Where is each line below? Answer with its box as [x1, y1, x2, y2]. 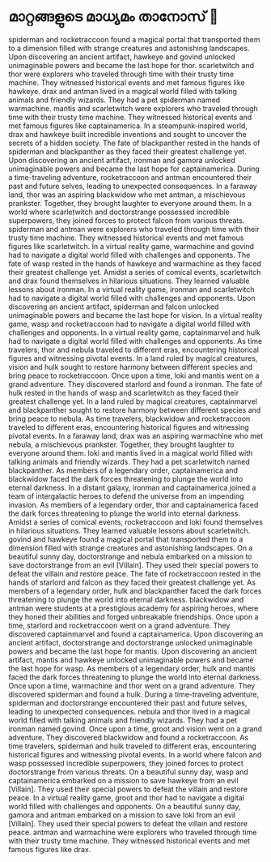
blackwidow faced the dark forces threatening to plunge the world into [8, 474, 243, 483]
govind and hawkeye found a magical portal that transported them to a [8, 534, 243, 544]
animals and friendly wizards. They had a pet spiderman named [8, 95, 221, 105]
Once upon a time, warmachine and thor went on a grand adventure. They [8, 680, 256, 690]
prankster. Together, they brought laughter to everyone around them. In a [8, 198, 252, 208]
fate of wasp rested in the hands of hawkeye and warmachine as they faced [8, 259, 261, 268]
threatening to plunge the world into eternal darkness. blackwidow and [8, 594, 244, 604]
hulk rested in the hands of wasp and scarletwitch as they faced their [8, 388, 239, 397]
